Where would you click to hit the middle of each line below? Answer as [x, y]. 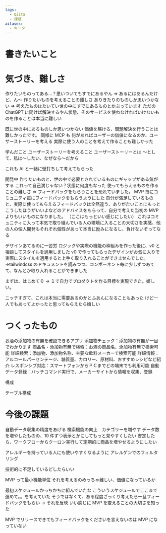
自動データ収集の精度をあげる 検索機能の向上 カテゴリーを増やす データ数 [82, 430]
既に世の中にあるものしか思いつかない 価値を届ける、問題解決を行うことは [82, 129]
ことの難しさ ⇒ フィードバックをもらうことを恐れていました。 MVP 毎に [80, 192]
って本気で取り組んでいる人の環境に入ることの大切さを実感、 [94, 223]
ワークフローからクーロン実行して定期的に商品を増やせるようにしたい [85, 442]
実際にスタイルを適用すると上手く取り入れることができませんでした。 [77, 258]
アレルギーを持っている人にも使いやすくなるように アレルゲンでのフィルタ [82, 453]
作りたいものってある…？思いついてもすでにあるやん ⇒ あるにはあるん [77, 94]
